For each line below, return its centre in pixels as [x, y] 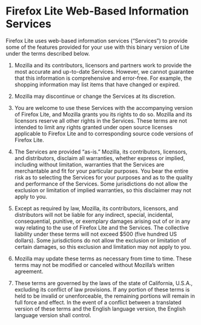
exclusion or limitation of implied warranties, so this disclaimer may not [103, 190]
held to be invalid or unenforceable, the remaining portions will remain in [104, 296]
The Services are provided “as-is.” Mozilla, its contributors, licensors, [101, 152]
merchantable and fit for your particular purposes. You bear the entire [101, 171]
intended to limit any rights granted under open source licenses [94, 127]
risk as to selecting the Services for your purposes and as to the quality [104, 177]
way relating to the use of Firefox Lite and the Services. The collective [101, 227]
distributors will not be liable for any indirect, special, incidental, [94, 214]
